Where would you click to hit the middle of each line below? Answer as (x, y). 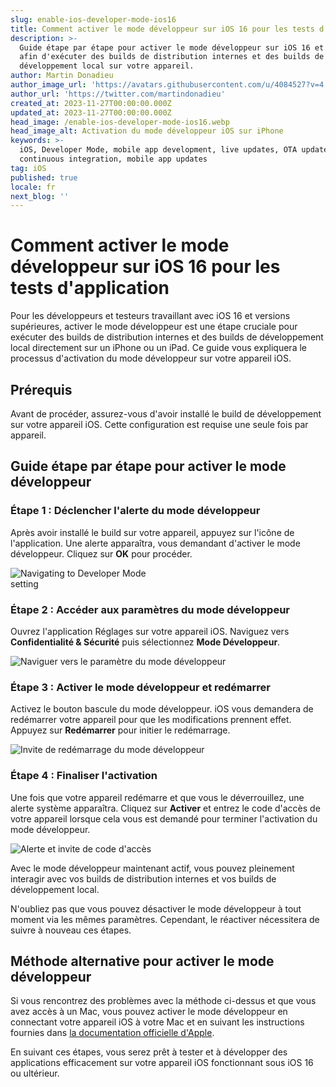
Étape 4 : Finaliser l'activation (84, 776)
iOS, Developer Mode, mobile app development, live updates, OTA (158, 150)
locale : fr (33, 187)
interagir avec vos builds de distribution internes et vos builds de (143, 878)
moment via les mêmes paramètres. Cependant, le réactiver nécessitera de (165, 919)
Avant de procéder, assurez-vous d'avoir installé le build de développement (166, 414)
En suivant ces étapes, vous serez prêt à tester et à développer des (149, 1052)
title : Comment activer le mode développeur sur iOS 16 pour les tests (162, 29)
